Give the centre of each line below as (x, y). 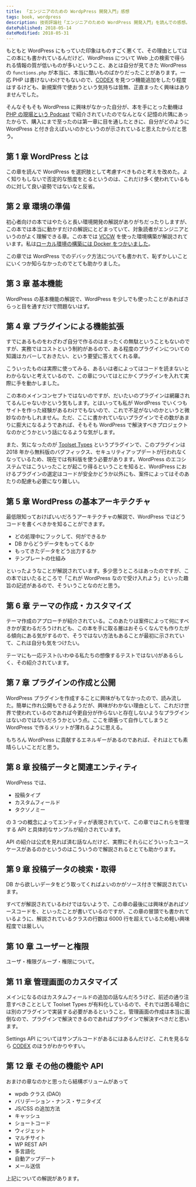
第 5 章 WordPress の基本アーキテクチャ (78, 501)
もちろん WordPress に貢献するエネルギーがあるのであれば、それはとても (94, 740)
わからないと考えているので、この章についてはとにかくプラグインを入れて (95, 376)
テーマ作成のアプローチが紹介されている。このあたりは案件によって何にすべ (98, 621)
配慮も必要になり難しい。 (52, 481)
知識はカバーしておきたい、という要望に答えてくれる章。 (75, 356)
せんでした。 (26, 95)
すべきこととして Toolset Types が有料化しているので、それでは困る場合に (100, 1004)
